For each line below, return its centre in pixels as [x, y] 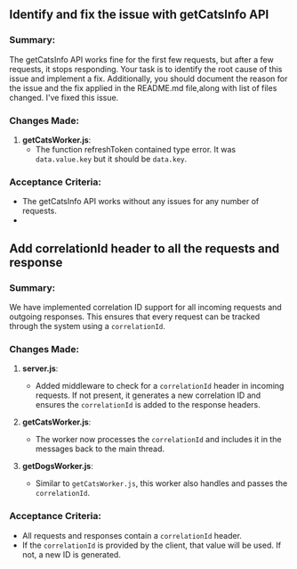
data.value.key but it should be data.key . [111, 159]
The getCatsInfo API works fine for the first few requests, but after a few [141, 59]
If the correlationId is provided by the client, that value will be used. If [152, 545]
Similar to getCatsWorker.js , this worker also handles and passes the [161, 483]
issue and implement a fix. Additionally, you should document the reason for [148, 78]
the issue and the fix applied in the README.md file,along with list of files [143, 87]
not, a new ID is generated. [72, 554]
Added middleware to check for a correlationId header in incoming [160, 386]
